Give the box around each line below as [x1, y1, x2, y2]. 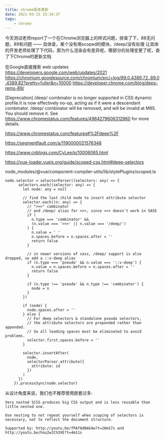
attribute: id [31, 364, 60, 369]
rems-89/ [5, 85, 25, 91]
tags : [5, 16, 16, 21]
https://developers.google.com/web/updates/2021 [5, 69, 107, 75]
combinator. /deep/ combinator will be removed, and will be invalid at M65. [5, 105, 156, 111]
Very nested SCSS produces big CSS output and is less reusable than [5, 400, 151, 405]
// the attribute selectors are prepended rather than [27, 321, 141, 326]
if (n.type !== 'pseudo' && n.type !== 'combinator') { [27, 282, 144, 287]
